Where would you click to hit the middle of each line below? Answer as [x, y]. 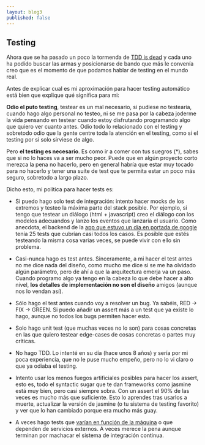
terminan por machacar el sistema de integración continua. [89, 435]
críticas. [25, 341]
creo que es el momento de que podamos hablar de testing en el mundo [97, 70]
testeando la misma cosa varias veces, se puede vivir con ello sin [98, 240]
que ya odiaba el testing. [46, 366]
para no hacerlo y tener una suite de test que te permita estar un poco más [101, 171]
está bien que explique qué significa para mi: [63, 95]
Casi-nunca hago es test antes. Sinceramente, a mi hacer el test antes [104, 259]
